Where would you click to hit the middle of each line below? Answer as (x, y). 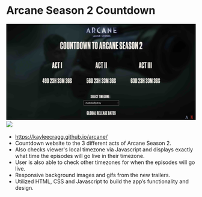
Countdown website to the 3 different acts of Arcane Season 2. (93, 143)
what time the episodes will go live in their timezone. (80, 156)
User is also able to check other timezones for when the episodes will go (105, 162)
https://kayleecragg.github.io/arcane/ (61, 137)
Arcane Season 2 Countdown (81, 11)
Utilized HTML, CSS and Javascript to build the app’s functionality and (102, 181)
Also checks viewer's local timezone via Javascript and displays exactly (104, 150)
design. (24, 188)
